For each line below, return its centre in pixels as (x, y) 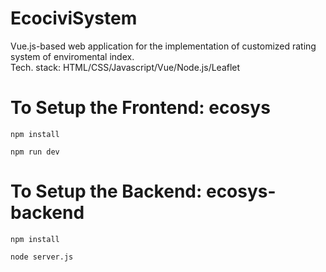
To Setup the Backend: (106, 191)
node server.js (42, 257)
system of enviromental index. (72, 56)
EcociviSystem (74, 18)
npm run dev (35, 152)
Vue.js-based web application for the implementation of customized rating (163, 46)
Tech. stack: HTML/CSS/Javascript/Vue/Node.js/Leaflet (125, 67)
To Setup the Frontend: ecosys (140, 108)
